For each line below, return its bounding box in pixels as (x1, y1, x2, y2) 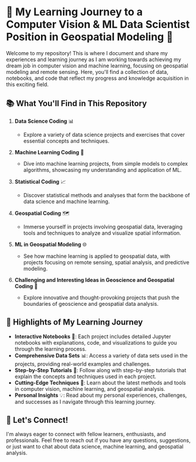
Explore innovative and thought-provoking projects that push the (23, 294, 180, 301)
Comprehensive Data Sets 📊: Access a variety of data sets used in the (14, 352, 188, 359)
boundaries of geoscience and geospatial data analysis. (23, 300, 159, 307)
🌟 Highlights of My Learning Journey (6, 317, 143, 328)
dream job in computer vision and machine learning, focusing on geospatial (6, 62, 189, 69)
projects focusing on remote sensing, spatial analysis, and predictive (23, 258, 190, 266)
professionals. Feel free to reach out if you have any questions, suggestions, (6, 437, 191, 444)
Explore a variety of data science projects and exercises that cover (23, 131, 185, 138)
